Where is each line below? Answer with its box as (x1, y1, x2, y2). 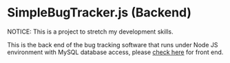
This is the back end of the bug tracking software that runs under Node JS (7, 40, 218, 49)
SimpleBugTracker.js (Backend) (7, 5, 191, 21)
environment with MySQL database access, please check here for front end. (7, 48, 224, 56)
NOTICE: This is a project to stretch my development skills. (7, 27, 174, 36)
